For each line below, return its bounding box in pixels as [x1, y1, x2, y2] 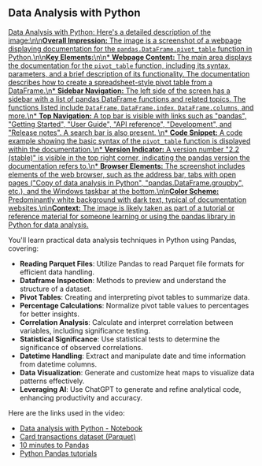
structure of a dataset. [19, 284, 92, 293]
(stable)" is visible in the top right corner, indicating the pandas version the [8, 153, 250, 162]
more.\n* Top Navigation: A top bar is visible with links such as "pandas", [8, 110, 247, 121]
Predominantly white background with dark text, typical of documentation [8, 195, 247, 204]
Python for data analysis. [8, 220, 89, 229]
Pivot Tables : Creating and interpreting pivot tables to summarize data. [19, 292, 250, 302]
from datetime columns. [19, 359, 98, 369]
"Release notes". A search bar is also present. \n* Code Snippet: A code [8, 128, 243, 137]
